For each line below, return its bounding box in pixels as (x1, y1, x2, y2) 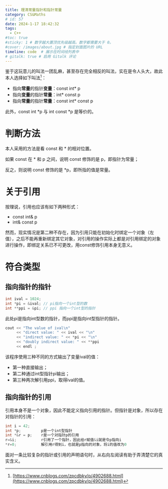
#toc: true (5, 36, 28, 41)
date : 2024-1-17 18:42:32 (5, 21, 59, 27)
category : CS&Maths (5, 12, 46, 17)
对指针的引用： (5, 413, 36, 419)
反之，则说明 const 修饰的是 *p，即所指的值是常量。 (5, 166, 113, 173)
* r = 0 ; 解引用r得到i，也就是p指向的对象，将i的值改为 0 (5, 442, 127, 447)
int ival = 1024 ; (5, 296, 41, 301)
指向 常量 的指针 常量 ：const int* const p (12, 98, 93, 104)
